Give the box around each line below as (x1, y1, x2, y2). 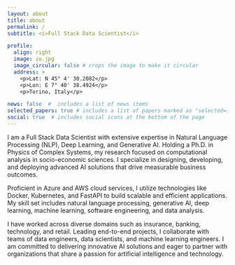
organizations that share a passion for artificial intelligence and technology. (7, 250, 224, 258)
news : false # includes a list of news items (7, 101, 149, 108)
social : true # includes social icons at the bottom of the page (7, 114, 205, 121)
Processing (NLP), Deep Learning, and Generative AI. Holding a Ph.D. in (7, 140, 214, 149)
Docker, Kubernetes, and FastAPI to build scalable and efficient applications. (7, 191, 227, 200)
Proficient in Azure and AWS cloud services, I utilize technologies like (7, 184, 207, 192)
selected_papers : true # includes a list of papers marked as (7, 107, 192, 114)
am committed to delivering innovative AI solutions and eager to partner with (7, 242, 228, 250)
